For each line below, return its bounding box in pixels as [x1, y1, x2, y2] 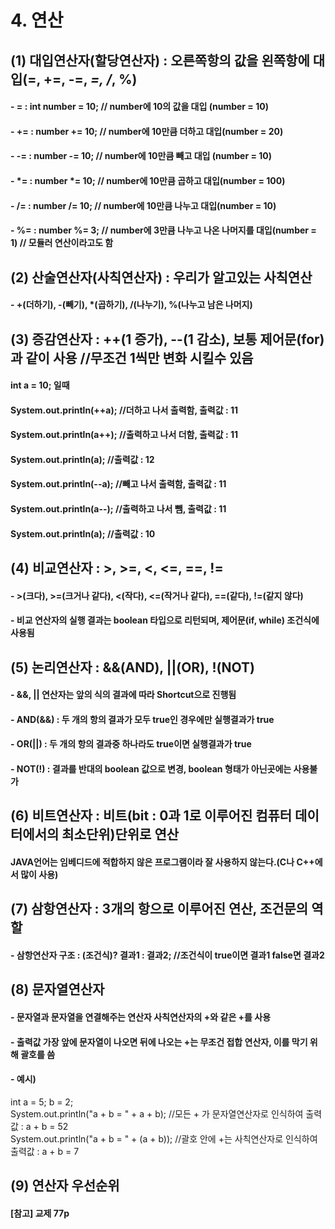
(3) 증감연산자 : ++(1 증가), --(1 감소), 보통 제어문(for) [10, 331, 325, 348]
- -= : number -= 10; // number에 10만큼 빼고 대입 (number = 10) [10, 150, 272, 162]
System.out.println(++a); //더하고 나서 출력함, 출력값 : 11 [10, 404, 239, 416]
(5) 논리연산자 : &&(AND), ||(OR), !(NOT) [10, 659, 255, 676]
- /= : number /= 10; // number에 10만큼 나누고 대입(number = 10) [10, 199, 277, 211]
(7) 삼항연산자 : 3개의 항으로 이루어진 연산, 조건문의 [10, 901, 309, 918]
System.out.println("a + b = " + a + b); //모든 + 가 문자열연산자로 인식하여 [10, 1107, 304, 1120]
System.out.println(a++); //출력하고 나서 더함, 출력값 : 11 [10, 429, 239, 441]
